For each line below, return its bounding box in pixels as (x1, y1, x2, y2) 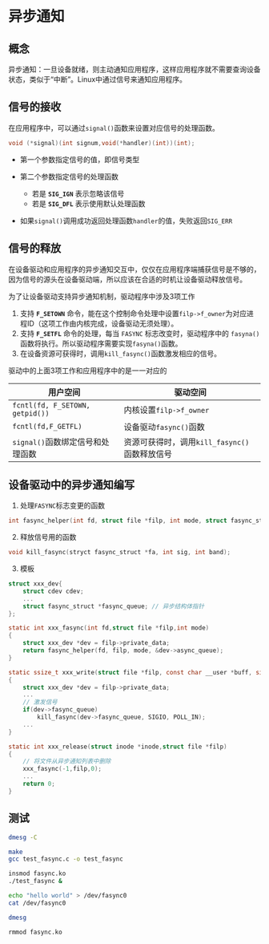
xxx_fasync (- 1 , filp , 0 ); (22, 765, 102, 773)
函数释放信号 (123, 448, 172, 460)
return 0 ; (22, 780, 56, 788)
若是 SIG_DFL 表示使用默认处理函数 (31, 198, 146, 209)
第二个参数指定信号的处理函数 (19, 172, 118, 181)
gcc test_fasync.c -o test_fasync (8, 855, 124, 863)
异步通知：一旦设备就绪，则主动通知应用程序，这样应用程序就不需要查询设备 (8, 65, 261, 74)
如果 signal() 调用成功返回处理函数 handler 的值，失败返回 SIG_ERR (19, 216, 233, 225)
